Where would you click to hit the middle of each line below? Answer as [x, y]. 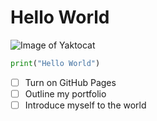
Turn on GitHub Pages [70, 82]
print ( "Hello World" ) [55, 63]
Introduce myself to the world [85, 105]
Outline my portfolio [65, 93]
